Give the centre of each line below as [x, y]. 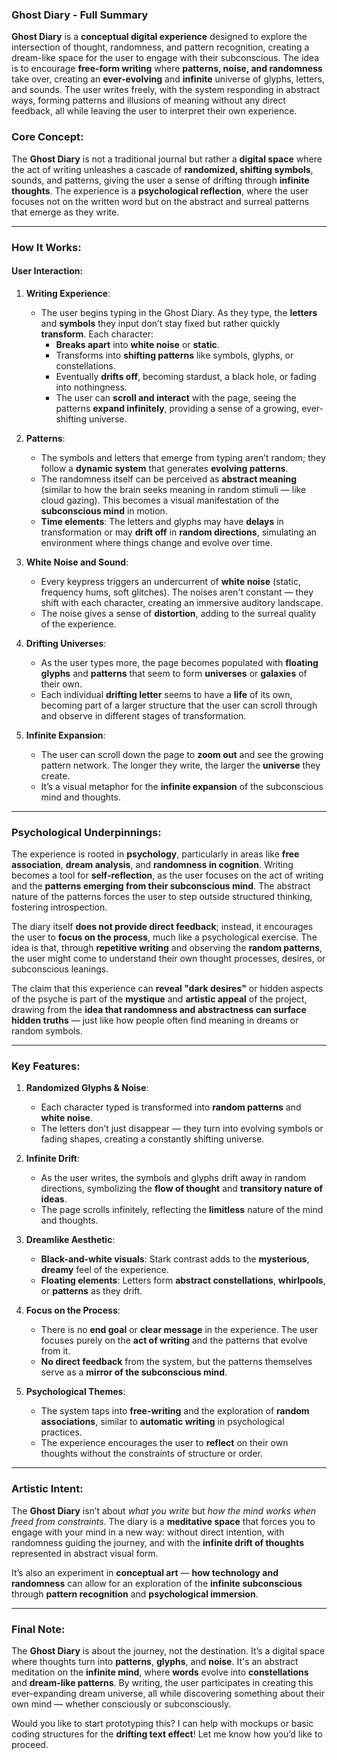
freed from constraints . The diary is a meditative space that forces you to [163, 1521]
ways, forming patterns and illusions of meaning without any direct [148, 100]
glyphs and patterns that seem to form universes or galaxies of [174, 673]
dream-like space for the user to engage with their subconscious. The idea [165, 58]
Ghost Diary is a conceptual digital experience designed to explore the [159, 37]
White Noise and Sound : [77, 562]
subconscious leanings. [60, 969]
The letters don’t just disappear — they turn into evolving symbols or [182, 1129]
